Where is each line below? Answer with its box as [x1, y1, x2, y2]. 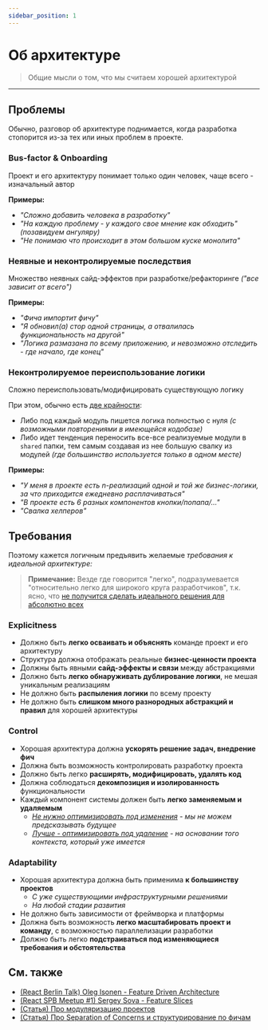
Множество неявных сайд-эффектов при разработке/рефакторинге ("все [8, 273, 259, 283]
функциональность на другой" [19, 330, 125, 339]
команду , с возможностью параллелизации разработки [19, 925, 214, 935]
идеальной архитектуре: [8, 559, 93, 569]
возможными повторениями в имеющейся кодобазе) [19, 424, 203, 434]
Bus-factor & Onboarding [8, 152, 108, 164]
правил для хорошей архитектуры [19, 705, 138, 715]
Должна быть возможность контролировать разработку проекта [19, 760, 243, 770]
